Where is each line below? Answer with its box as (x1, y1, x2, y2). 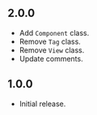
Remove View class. (19, 45, 85, 55)
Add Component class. (19, 28, 90, 37)
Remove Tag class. (19, 36, 82, 46)
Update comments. (19, 53, 83, 63)
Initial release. (19, 99, 66, 109)
